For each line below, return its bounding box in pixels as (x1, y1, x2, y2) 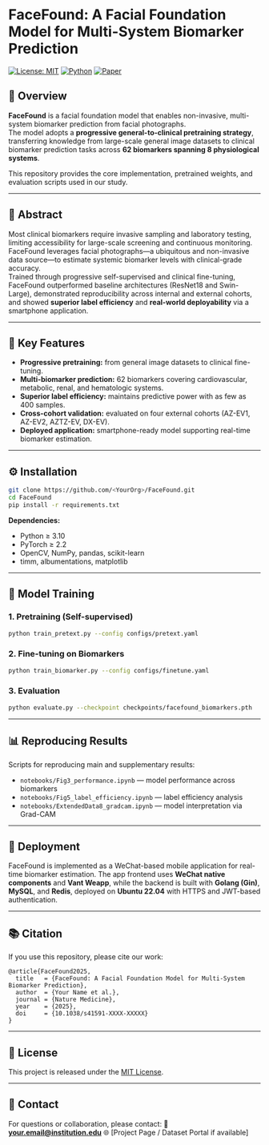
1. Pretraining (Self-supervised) (8, 611, 134, 622)
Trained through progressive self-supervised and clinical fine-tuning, (8, 271, 236, 281)
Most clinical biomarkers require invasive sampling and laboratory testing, (8, 229, 252, 239)
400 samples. (19, 400, 66, 410)
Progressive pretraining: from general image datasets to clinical (19, 358, 233, 368)
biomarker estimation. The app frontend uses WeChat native (24, 870, 226, 879)
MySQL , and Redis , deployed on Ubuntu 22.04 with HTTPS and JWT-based (8, 886, 261, 896)
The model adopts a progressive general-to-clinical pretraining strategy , (8, 127, 254, 137)
